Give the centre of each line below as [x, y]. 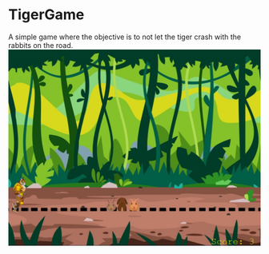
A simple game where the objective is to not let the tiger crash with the [125, 37]
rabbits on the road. [41, 45]
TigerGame [46, 15]
